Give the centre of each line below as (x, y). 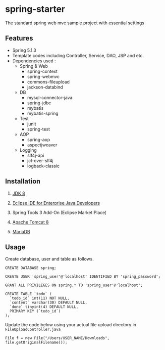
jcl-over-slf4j (40, 160)
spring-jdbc (39, 103)
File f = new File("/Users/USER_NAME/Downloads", (57, 338)
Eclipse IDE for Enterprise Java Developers (56, 203)
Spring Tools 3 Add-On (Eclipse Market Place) (59, 212)
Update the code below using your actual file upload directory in (71, 325)
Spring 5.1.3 (24, 50)
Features (19, 38)
